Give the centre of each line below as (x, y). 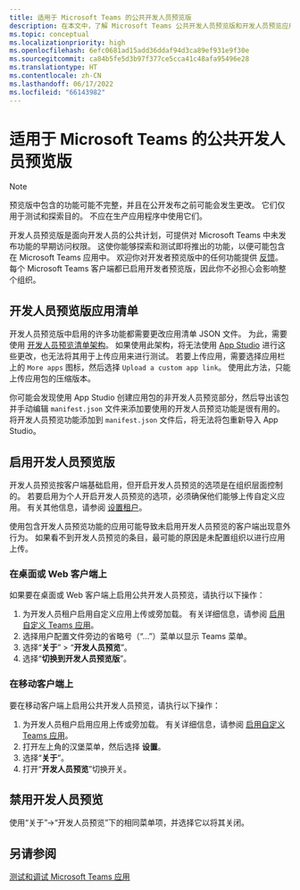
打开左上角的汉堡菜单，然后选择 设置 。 (94, 746)
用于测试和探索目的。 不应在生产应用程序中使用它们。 (108, 216)
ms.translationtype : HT (54, 68)
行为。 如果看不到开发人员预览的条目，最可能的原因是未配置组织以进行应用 (147, 537)
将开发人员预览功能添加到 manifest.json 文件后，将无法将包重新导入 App (144, 420)
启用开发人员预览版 (62, 462)
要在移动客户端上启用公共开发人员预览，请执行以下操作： (115, 705)
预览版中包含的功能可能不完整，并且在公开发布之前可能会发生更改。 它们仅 (147, 205)
